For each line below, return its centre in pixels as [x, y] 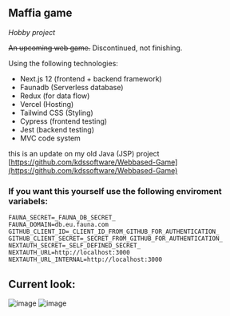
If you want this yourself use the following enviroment [115, 191]
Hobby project [32, 32]
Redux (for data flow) [55, 96]
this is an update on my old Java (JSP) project [84, 153]
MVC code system [50, 138]
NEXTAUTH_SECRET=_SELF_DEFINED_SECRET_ [75, 246]
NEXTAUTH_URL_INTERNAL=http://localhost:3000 [85, 260]
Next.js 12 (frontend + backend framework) [91, 78]
